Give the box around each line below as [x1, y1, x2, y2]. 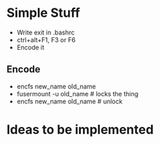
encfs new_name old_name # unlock [16, 97, 123, 105]
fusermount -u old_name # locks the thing [16, 89, 139, 98]
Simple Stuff [6, 5, 81, 21]
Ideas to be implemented [6, 122, 154, 138]
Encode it [16, 43, 45, 51]
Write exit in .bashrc [16, 28, 75, 37]
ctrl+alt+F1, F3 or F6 [16, 35, 76, 44]
